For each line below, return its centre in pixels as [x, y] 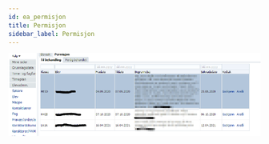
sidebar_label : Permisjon [51, 34]
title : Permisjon [37, 25]
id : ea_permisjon [37, 17]
